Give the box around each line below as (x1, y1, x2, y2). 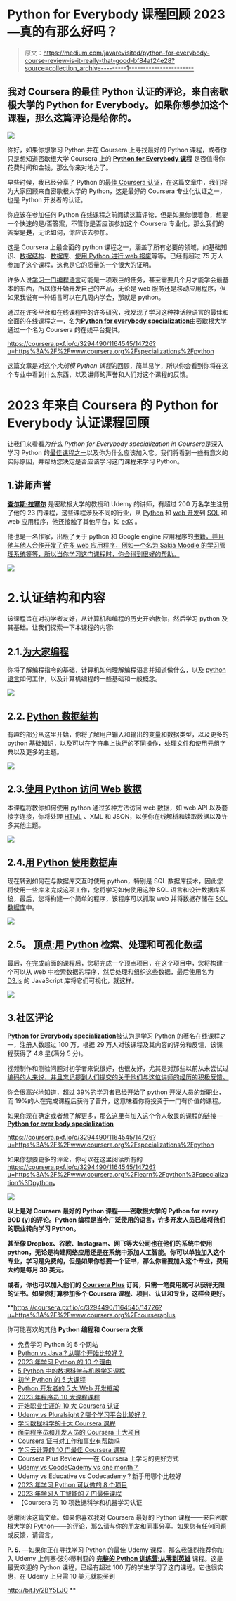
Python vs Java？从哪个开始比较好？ (17, 1349, 124, 1357)
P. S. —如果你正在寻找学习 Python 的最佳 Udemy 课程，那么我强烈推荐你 (7, 1546, 218, 1554)
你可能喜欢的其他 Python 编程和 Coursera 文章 (7, 1325, 143, 1334)
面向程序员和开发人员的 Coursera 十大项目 (17, 1428, 140, 1437)
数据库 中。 (7, 903, 39, 911)
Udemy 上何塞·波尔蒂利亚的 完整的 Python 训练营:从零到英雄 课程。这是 (15, 1555, 223, 1563)
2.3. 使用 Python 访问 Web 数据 (7, 784, 142, 796)
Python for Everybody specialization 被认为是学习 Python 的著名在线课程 (7, 1032, 221, 1040)
